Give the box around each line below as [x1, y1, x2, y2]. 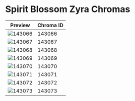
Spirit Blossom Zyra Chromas [5, 4, 130, 15]
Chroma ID [37, 22, 64, 29]
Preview [10, 22, 30, 29]
